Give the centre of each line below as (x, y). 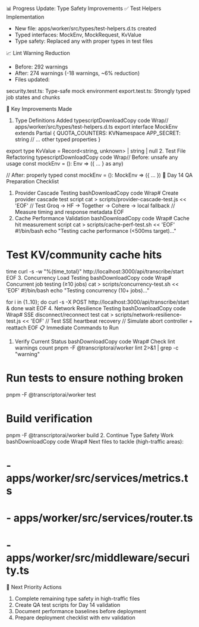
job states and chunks (33, 97)
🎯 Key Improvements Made (39, 109)
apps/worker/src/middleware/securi (98, 558)
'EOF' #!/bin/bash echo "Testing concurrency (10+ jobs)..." (78, 290)
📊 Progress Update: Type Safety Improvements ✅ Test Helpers (84, 8)
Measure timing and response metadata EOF (69, 212)
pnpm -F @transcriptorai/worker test (51, 394)
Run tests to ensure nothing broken (95, 378)
